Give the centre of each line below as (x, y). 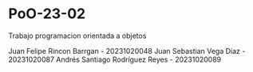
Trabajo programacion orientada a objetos (77, 36)
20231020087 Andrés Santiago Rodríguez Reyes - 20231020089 (115, 59)
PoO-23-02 (47, 14)
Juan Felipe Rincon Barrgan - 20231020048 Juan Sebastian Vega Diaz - (127, 51)
